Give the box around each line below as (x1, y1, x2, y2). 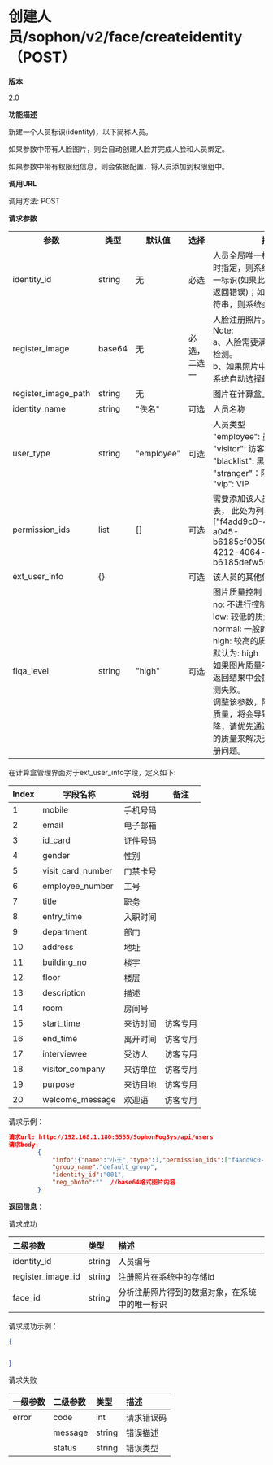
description (42, 987, 86, 998)
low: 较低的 (212, 611, 256, 622)
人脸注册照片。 (212, 314, 271, 325)
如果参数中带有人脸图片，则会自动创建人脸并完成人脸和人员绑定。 (8, 144, 229, 154)
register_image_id (12, 1271, 81, 1282)
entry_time (42, 910, 83, 922)
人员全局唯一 (212, 250, 262, 261)
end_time (42, 1032, 78, 1044)
